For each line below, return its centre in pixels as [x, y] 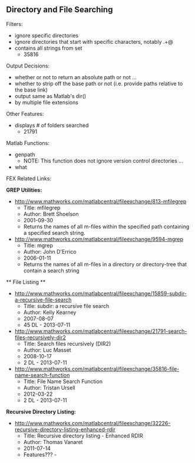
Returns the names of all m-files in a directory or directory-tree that [105, 264]
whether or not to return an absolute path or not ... [75, 77]
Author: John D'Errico [50, 251]
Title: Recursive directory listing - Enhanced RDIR [83, 436]
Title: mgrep [38, 245]
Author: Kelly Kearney [50, 312]
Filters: [14, 24]
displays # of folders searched [52, 125]
